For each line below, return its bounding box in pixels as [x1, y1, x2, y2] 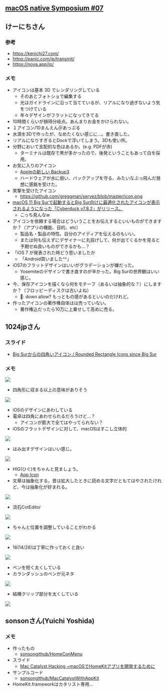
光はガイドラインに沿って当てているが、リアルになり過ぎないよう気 [20, 100, 160, 106]
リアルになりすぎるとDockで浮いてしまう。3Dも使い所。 [12, 137, 130, 143]
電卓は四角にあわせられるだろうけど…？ [12, 413, 96, 419]
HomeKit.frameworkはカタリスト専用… [12, 681, 94, 687]
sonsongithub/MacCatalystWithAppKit [20, 675, 99, 681]
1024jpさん [5, 322, 41, 331]
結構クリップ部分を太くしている [12, 591, 79, 597]
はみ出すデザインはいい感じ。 [12, 446, 74, 452]
